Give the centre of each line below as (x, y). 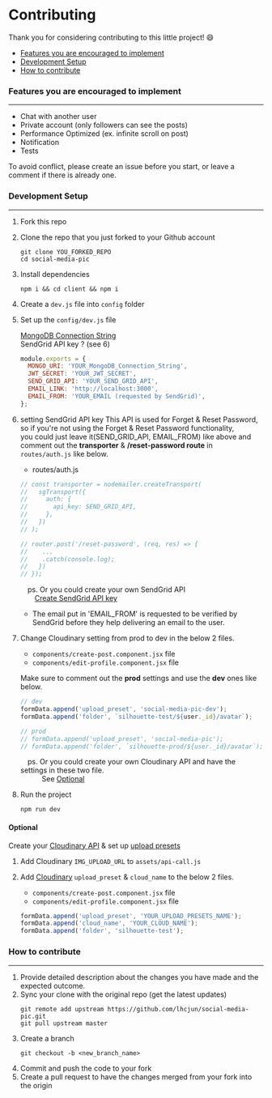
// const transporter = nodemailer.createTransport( (111, 484)
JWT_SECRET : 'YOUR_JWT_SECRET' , (82, 374)
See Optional (63, 779)
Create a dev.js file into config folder (82, 304)
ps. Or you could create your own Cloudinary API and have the (132, 762)
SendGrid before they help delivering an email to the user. (128, 623)
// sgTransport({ (53, 492)
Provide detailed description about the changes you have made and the (139, 977)
